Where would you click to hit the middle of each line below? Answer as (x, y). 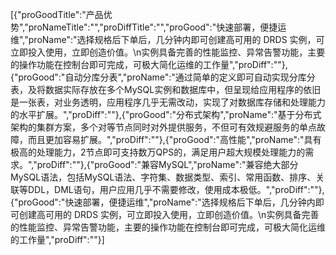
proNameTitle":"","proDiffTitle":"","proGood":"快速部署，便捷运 (157, 27)
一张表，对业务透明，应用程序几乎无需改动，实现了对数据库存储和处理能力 (172, 102)
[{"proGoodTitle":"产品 (57, 14)
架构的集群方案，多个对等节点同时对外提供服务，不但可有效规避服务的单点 (163, 127)
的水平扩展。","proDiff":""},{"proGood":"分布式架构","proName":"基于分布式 (166, 114)
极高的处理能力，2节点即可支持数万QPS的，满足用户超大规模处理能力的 (158, 152)
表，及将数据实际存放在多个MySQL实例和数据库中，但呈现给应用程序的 (157, 89)
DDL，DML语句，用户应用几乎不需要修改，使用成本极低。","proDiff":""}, (176, 189)
